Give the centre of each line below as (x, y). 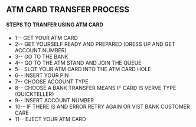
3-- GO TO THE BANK (42, 56)
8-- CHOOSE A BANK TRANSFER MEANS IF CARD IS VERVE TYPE (95, 88)
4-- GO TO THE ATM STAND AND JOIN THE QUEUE (78, 63)
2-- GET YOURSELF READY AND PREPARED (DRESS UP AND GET (95, 44)
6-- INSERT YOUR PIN (42, 75)
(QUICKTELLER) (34, 94)
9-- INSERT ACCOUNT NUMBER (54, 100)
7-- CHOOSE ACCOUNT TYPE (51, 81)
